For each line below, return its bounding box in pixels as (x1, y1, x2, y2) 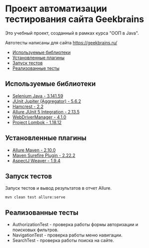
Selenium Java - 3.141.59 (12, 93, 64, 99)
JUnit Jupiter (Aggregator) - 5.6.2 (12, 98, 81, 104)
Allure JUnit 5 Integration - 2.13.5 (12, 109, 80, 115)
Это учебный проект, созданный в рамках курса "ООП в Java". (5, 30, 139, 36)
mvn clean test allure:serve (5, 195, 66, 200)
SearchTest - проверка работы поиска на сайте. (12, 238, 114, 244)
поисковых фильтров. (12, 227, 59, 233)
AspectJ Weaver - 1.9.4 (12, 157, 61, 163)
